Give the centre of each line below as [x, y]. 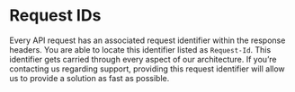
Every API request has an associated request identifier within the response [147, 40]
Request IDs [55, 16]
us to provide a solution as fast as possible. [89, 78]
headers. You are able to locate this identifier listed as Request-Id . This [140, 49]
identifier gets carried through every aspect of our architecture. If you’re [143, 59]
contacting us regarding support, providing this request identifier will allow [147, 69]
